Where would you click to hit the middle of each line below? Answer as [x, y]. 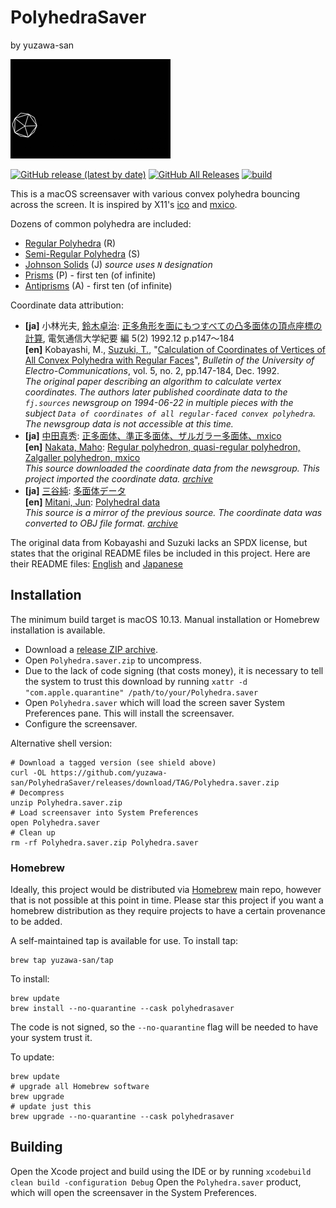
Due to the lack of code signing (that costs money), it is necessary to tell [174, 670]
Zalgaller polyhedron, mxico [82, 457]
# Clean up [33, 832]
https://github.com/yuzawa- [109, 772]
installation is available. [58, 630]
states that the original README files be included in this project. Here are [160, 553]
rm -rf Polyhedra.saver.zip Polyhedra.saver [104, 842]
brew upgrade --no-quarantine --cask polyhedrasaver [122, 1117]
